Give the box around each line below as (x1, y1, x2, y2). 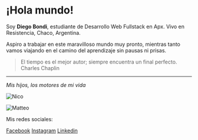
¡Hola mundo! (6, 4, 74, 17)
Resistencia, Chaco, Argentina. (6, 29, 81, 36)
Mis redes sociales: (6, 115, 53, 122)
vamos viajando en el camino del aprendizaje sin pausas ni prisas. (6, 46, 167, 54)
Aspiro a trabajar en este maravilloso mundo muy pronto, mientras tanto (6, 41, 181, 48)
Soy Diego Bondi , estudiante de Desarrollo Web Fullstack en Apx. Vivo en (6, 23, 184, 30)
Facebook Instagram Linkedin (6, 127, 78, 134)
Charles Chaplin (20, 64, 60, 71)
